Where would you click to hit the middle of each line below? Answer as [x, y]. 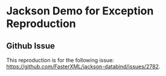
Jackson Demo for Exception [80, 11]
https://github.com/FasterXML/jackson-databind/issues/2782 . [83, 66]
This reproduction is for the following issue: [60, 60]
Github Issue [31, 46]
